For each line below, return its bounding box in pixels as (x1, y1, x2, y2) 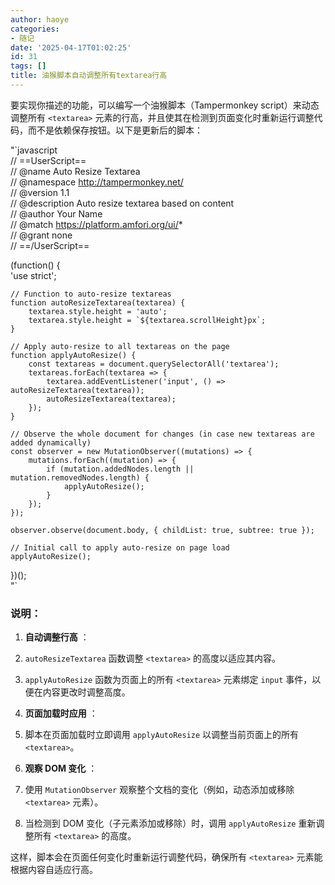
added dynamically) (10, 437, 92, 448)
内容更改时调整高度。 (42, 686, 131, 698)
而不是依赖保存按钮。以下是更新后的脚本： (27, 124, 203, 136)
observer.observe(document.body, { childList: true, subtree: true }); (10, 525, 315, 535)
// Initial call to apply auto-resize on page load (10, 542, 230, 553)
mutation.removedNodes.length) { (10, 472, 150, 483)
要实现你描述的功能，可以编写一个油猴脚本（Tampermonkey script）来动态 (10, 99, 320, 111)
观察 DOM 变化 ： (24, 762, 98, 775)
